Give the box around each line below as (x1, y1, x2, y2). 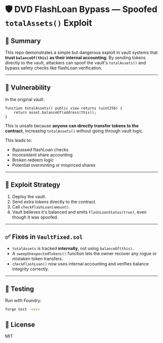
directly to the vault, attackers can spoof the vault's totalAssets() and (5, 60, 147, 65)
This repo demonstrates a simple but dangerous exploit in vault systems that (5, 49, 158, 55)
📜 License (5, 320, 35, 328)
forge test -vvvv (5, 307, 40, 312)
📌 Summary (5, 37, 41, 45)
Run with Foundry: (5, 297, 42, 303)
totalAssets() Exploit (5, 17, 92, 29)
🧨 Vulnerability (5, 83, 51, 92)
